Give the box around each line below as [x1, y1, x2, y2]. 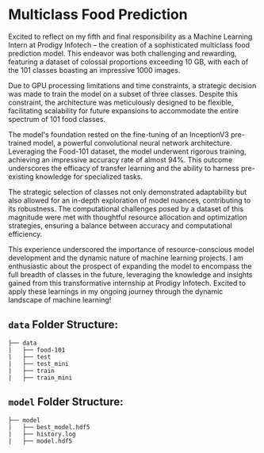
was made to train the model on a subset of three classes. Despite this [8, 89, 238, 98]
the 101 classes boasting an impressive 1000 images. [8, 65, 181, 74]
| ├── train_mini [8, 374, 73, 382]
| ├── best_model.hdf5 [8, 423, 90, 431]
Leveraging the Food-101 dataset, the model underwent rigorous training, [8, 147, 247, 156]
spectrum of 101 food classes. [8, 114, 105, 124]
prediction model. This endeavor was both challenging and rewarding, [8, 48, 237, 58]
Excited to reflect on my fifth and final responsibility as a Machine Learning [8, 32, 253, 41]
